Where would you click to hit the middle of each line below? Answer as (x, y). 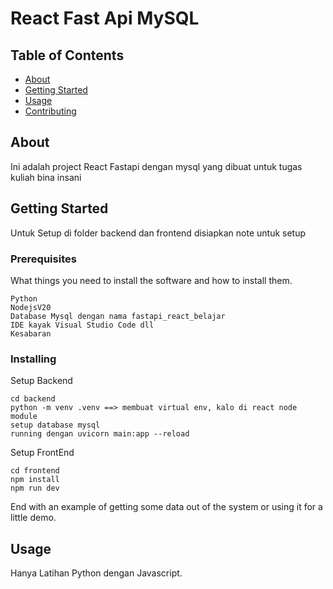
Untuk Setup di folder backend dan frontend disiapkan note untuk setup (158, 233)
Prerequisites (43, 259)
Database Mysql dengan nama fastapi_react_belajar (118, 316)
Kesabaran (31, 333)
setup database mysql (55, 425)
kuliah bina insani (46, 177)
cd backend (33, 399)
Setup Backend (41, 381)
